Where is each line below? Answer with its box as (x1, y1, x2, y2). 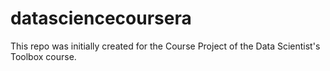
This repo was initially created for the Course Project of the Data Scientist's (10, 40, 321, 52)
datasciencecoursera (10, 7, 192, 30)
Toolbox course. (10, 50, 77, 62)
